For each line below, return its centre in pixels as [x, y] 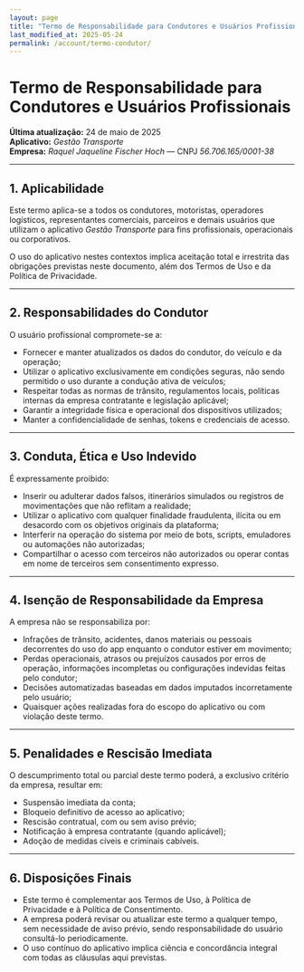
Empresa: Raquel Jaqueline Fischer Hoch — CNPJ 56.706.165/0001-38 [142, 151]
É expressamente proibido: [59, 478]
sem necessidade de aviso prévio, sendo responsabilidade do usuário [152, 929]
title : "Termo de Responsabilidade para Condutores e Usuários [131, 26]
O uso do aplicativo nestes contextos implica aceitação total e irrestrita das [149, 256]
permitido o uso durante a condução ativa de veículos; [124, 380]
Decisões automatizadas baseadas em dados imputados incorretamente [157, 688]
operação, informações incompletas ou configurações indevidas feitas [154, 669]
